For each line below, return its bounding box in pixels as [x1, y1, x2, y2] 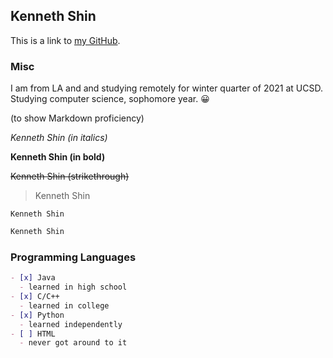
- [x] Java [10, 273, 56, 283]
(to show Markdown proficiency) [10, 112, 145, 124]
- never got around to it [19, 338, 128, 348]
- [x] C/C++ [10, 292, 60, 302]
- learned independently [19, 319, 123, 329]
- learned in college [19, 300, 110, 311]
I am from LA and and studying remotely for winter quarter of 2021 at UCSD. [10, 82, 323, 94]
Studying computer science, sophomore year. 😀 [10, 93, 210, 105]
